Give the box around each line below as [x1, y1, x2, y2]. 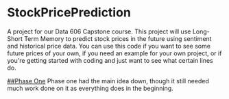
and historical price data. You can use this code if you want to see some [7, 42, 211, 50]
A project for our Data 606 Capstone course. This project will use [7, 27, 191, 36]
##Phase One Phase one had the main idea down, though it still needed [7, 76, 209, 85]
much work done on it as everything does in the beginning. [7, 84, 173, 92]
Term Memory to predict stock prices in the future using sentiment [23, 34, 212, 42]
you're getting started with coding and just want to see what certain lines [7, 56, 214, 64]
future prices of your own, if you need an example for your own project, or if [7, 49, 222, 57]
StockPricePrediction [7, 5, 132, 20]
